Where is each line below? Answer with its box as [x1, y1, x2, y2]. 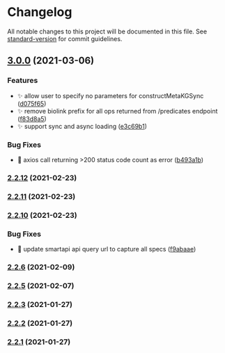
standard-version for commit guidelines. [7, 34, 123, 42]
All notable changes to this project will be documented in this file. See [7, 27, 208, 36]
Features [7, 76, 38, 86]
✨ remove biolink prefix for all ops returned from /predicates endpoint [17, 107, 218, 115]
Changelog [7, 4, 72, 20]
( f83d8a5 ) [17, 114, 47, 123]
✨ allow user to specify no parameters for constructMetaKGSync [17, 91, 204, 100]
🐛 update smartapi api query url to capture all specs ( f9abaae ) [17, 244, 196, 253]
